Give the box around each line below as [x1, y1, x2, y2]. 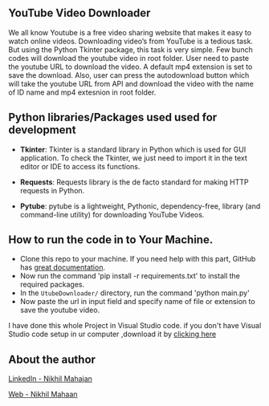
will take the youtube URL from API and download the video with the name [8, 79, 255, 88]
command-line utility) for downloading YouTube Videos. [19, 209, 205, 219]
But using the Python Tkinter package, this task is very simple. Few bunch [8, 44, 253, 55]
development [8, 124, 76, 137]
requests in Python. [19, 185, 85, 195]
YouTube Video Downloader [8, 6, 151, 20]
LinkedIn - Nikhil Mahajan [8, 374, 92, 384]
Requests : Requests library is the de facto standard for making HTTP [19, 177, 249, 187]
